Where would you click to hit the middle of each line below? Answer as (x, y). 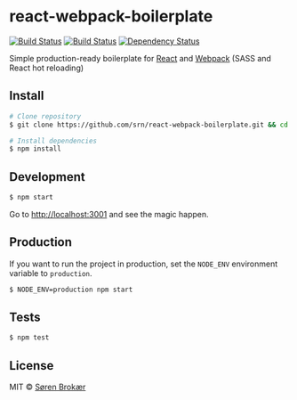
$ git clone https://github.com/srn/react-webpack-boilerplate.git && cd (149, 125)
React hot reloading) (47, 68)
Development (48, 177)
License (32, 366)
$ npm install (36, 149)
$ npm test (29, 338)
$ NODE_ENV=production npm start (71, 290)
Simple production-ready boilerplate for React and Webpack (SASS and (140, 58)
